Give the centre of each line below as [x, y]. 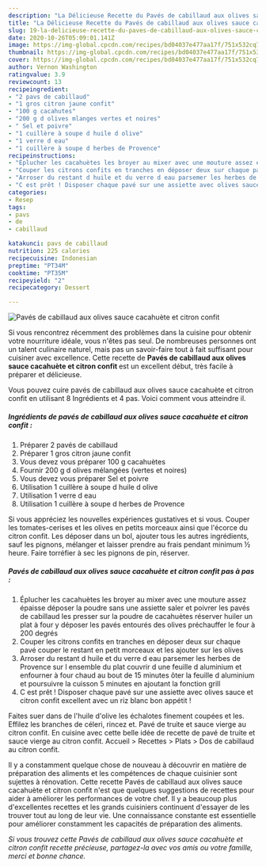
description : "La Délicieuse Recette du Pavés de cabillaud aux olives [129, 15]
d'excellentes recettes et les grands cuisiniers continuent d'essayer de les [129, 807]
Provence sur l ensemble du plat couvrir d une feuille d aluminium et [131, 667]
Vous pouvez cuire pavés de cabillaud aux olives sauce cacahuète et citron [131, 390]
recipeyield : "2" [37, 281]
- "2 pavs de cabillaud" [49, 97]
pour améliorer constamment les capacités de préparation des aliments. [125, 824]
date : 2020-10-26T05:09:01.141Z [61, 38]
